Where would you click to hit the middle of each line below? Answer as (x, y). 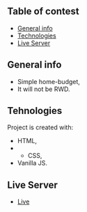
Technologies (37, 35)
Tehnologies (35, 111)
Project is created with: (40, 127)
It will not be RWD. (44, 89)
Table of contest (43, 11)
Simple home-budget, (48, 81)
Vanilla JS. (32, 163)
